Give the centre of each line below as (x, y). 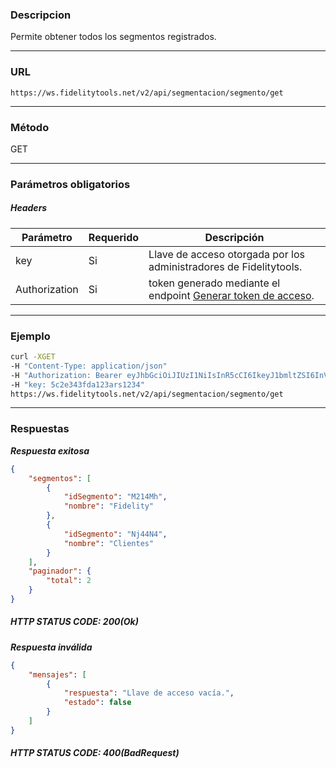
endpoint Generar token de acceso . (231, 295)
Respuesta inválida (51, 647)
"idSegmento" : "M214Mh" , (115, 497)
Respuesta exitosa (50, 450)
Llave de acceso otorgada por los (226, 254)
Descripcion (41, 15)
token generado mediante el (214, 283)
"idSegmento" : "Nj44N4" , (115, 534)
